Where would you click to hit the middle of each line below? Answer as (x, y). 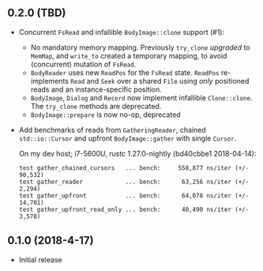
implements (49, 81)
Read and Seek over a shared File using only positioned (160, 81)
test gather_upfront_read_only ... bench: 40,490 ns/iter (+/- (134, 209)
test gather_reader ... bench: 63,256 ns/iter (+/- (134, 182)
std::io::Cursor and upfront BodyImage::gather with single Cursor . (128, 138)
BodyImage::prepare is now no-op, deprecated (105, 115)
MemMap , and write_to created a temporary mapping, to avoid (129, 55)
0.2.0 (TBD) (37, 13)
